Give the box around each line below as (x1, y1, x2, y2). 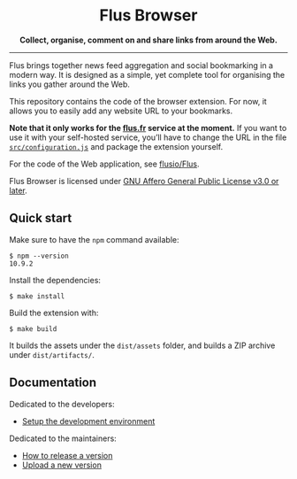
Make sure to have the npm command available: (9, 234, 179, 244)
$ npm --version (9, 251, 69, 260)
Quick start (9, 211, 72, 226)
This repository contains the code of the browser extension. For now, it (9, 96, 267, 106)
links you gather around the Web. (9, 79, 131, 89)
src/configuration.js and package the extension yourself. (9, 141, 224, 151)
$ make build (9, 324, 57, 333)
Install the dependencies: (9, 274, 102, 285)
